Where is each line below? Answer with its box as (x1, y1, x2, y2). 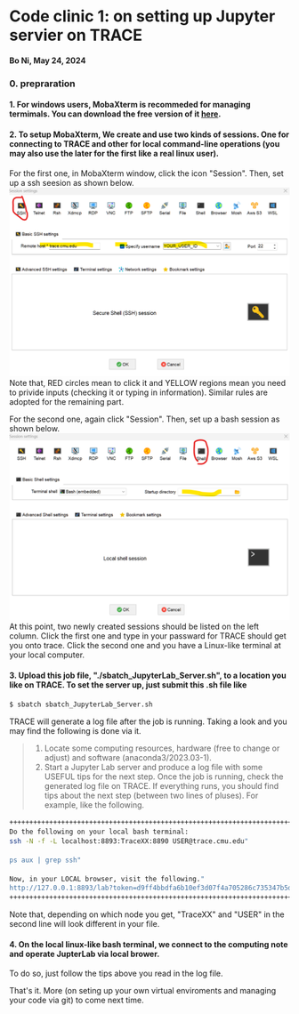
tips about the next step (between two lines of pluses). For (44, 790, 259, 801)
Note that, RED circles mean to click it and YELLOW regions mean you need (9, 377, 287, 388)
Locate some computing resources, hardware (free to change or (44, 743, 280, 753)
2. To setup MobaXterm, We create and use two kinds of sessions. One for (9, 129, 289, 140)
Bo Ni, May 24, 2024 (9, 55, 86, 66)
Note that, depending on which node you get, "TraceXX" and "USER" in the (9, 909, 285, 920)
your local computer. (9, 649, 85, 660)
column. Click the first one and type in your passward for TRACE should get (9, 631, 287, 641)
